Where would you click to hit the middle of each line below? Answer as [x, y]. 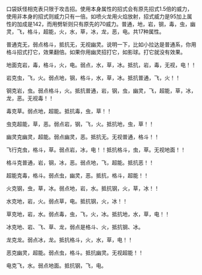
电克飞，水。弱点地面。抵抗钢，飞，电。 [56, 266]
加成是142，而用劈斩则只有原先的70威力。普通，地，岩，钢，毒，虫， [103, 24]
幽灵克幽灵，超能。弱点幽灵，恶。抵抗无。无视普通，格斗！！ [83, 137]
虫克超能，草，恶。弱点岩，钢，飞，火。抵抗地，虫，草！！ [80, 124]
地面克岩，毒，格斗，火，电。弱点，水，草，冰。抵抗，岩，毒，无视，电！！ [101, 65]
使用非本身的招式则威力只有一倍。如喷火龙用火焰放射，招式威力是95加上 [96, 16]
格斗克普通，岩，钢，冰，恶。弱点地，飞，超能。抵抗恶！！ [80, 163]
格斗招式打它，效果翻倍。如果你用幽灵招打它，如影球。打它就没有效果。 [96, 52]
